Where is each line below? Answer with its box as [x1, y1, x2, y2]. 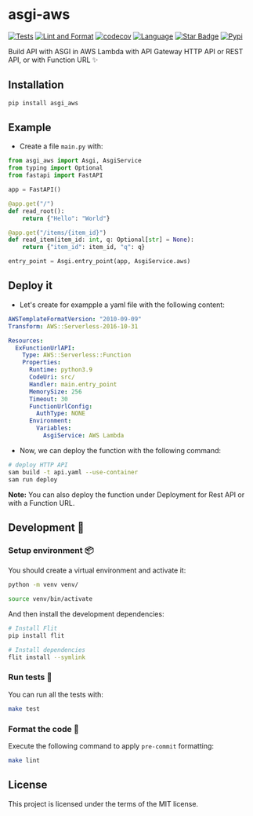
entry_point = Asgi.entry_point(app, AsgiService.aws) [8, 258, 191, 265]
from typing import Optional [8, 164, 103, 172]
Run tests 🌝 [8, 671, 52, 682]
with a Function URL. [8, 498, 75, 507]
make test [8, 704, 41, 712]
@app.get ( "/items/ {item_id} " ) [8, 229, 107, 236]
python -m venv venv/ [8, 581, 79, 589]
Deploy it [8, 279, 53, 292]
